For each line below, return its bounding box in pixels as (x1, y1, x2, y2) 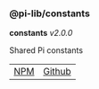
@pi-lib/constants (9, 7, 91, 20)
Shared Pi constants (9, 45, 83, 56)
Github (43, 66, 71, 78)
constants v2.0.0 (9, 28, 73, 39)
